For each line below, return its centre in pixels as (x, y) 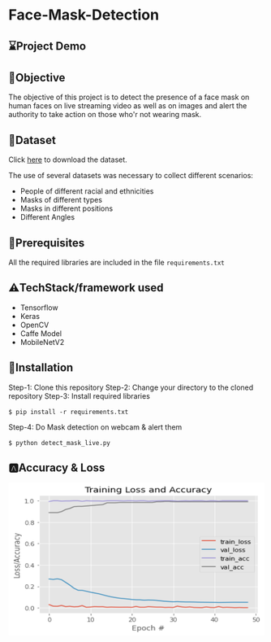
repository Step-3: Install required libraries (79, 395)
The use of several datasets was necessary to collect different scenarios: (131, 176)
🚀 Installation (41, 368)
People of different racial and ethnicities (87, 191)
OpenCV (34, 325)
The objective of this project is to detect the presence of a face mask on (129, 97)
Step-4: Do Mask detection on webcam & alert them (95, 427)
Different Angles (47, 217)
